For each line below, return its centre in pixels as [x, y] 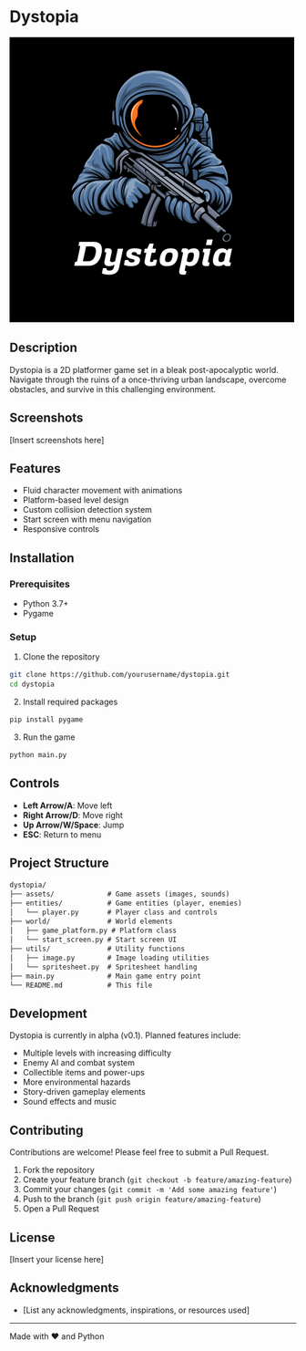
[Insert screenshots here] [57, 440]
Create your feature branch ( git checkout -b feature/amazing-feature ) [157, 1180]
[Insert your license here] [57, 1259]
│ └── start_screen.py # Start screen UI [93, 940]
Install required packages [70, 702]
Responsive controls [61, 529]
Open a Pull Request [61, 1209]
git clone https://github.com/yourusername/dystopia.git [120, 675]
